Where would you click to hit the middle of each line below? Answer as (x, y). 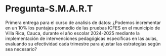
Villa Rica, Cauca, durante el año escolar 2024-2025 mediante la (73, 33)
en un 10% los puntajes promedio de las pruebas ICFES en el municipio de (83, 27)
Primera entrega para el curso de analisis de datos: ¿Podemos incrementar (83, 22)
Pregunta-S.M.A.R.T (49, 9)
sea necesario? (21, 49)
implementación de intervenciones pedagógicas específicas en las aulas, (81, 38)
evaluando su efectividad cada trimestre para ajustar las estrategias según (83, 43)
